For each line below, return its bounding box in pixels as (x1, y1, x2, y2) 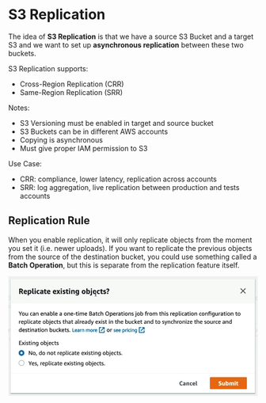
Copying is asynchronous (19, 135, 103, 144)
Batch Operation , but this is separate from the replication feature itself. (8, 260, 240, 270)
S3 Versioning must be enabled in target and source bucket (19, 118, 214, 127)
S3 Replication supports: (8, 63, 89, 73)
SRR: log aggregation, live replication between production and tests (19, 182, 240, 192)
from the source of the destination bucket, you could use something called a (8, 252, 257, 261)
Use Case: (8, 158, 42, 168)
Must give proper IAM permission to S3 (19, 143, 148, 153)
